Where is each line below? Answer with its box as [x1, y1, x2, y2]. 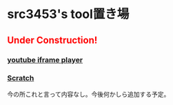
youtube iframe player [7, 55, 83, 64]
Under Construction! [7, 34, 98, 46]
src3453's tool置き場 [7, 6, 130, 22]
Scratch [7, 73, 34, 83]
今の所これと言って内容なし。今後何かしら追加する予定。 [7, 90, 170, 98]
